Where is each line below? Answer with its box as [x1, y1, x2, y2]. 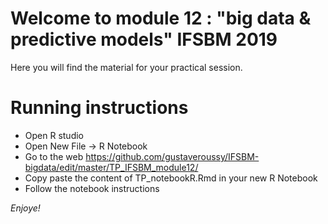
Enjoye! [10, 202, 41, 214]
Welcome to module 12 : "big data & [10, 7, 312, 30]
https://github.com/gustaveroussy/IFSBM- [85, 150, 260, 162]
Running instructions [10, 97, 189, 119]
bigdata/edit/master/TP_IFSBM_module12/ [24, 161, 199, 173]
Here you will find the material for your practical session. [10, 61, 243, 73]
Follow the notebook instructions [24, 182, 160, 194]
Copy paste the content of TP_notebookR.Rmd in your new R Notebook [24, 172, 318, 184]
